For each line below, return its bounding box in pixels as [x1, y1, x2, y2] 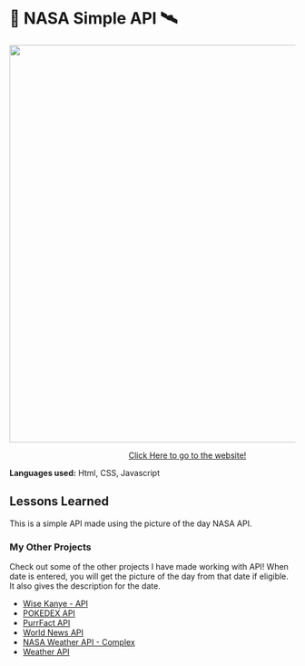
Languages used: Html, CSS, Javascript [9, 467, 161, 478]
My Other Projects [9, 541, 92, 553]
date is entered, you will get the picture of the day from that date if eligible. [9, 571, 289, 582]
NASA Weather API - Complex [22, 637, 136, 648]
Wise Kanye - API [22, 598, 89, 610]
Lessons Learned [9, 493, 109, 510]
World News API [22, 627, 84, 638]
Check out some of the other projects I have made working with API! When [9, 562, 289, 572]
